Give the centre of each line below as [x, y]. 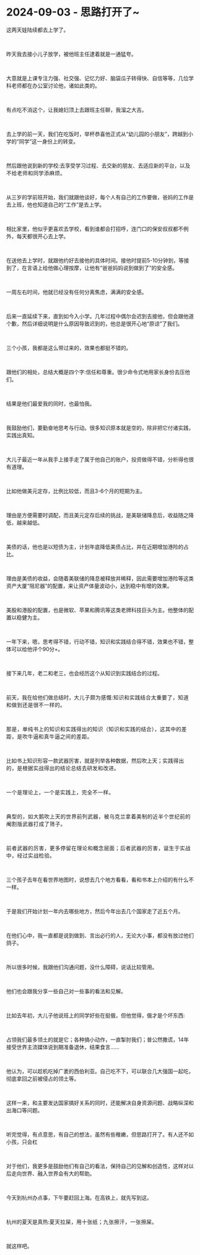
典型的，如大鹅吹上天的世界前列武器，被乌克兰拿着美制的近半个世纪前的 [99, 816]
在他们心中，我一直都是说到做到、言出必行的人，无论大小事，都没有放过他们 [100, 935]
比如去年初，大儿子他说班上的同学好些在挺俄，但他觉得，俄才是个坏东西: [96, 1015]
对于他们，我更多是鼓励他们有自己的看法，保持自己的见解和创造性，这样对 [97, 1166]
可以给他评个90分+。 [37, 649]
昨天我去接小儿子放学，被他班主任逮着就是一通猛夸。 [71, 54]
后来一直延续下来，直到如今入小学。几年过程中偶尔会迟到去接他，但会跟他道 [100, 316]
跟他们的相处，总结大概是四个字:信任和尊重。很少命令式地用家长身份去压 [96, 372]
